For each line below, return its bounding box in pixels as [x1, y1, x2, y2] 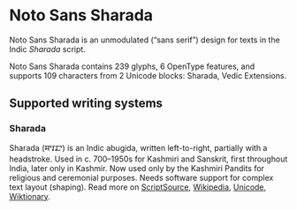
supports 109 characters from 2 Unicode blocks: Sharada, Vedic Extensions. [9, 70, 287, 80]
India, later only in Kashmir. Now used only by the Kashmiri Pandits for [9, 162, 265, 173]
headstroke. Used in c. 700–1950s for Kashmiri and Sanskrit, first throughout [9, 154, 288, 164]
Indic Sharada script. [9, 43, 86, 54]
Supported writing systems [9, 96, 164, 111]
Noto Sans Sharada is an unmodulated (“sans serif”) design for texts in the [9, 34, 280, 45]
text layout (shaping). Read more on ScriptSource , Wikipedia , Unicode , [9, 182, 267, 192]
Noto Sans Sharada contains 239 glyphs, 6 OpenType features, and [9, 61, 255, 71]
